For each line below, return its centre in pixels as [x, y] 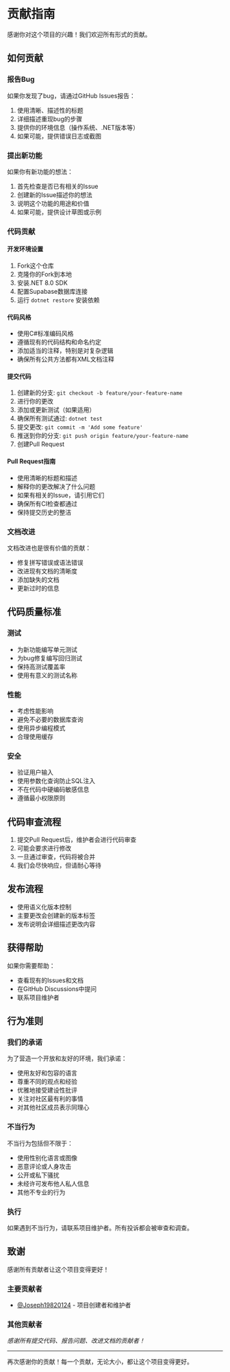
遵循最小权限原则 [41, 798]
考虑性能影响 [35, 710]
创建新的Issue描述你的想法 [54, 195]
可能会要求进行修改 [44, 848]
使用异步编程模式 [41, 728]
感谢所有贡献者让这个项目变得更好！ [58, 1269]
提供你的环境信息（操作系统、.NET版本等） [78, 127]
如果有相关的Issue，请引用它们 [61, 495]
